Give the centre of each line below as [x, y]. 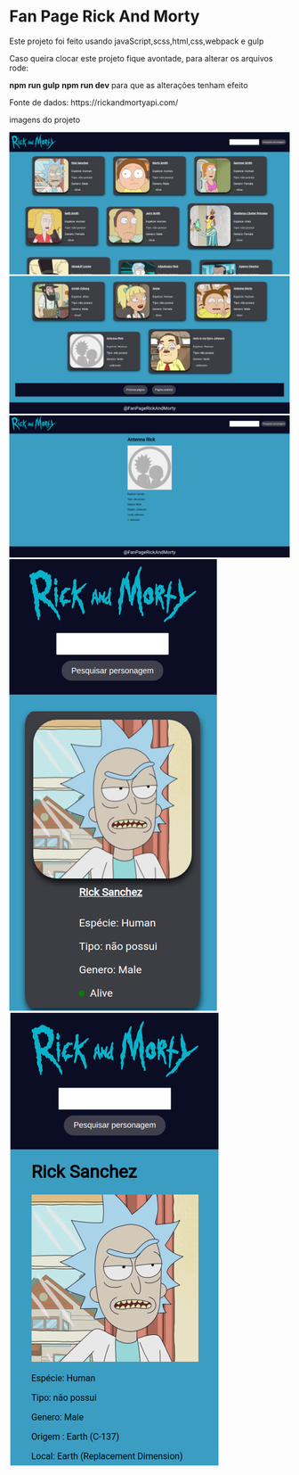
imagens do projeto [45, 119]
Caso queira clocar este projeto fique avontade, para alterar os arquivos [141, 58]
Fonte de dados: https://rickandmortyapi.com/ [94, 102]
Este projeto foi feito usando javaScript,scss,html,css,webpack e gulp [137, 41]
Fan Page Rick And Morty [105, 16]
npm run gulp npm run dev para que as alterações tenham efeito [129, 85]
